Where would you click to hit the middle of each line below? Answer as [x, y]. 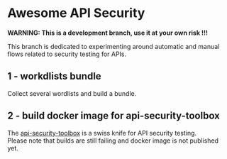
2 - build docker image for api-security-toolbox [113, 116]
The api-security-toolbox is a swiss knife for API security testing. [102, 133]
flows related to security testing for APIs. [67, 54]
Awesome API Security [76, 13]
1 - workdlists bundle [54, 76]
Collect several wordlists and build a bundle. [72, 93]
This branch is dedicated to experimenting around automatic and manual [113, 46]
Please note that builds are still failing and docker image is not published [113, 141]
